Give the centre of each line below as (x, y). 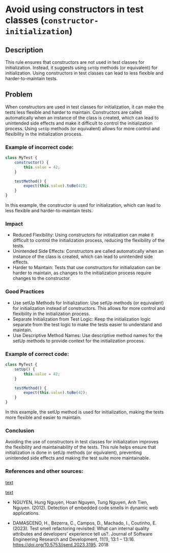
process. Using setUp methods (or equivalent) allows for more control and (82, 128)
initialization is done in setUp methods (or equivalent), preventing (74, 452)
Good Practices (25, 292)
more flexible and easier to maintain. (44, 417)
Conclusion (20, 430)
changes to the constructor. (42, 278)
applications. (26, 513)
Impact (14, 224)
